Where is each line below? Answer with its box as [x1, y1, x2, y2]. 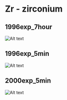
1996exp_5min [5, 50, 49, 58]
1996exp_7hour [5, 23, 53, 31]
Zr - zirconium [5, 3, 63, 15]
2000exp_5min [5, 77, 51, 85]
